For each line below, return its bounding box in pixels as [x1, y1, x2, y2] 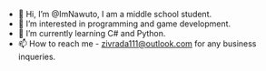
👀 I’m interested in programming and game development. [17, 18, 232, 29]
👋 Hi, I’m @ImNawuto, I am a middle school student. [17, 9, 212, 19]
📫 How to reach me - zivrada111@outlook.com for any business [17, 38, 257, 49]
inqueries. [17, 51, 56, 62]
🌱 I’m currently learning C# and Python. [17, 28, 166, 38]
